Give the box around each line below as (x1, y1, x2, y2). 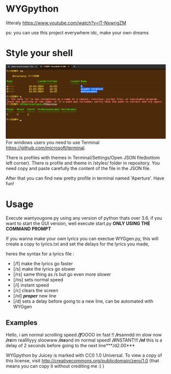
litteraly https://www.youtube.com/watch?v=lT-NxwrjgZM (6, 20, 126, 26)
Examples (6, 318, 38, 327)
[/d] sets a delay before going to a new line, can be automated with (13, 298, 154, 304)
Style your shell (6, 48, 73, 59)
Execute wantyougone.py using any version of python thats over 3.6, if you (6, 215, 162, 221)
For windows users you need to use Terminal (6, 140, 99, 146)
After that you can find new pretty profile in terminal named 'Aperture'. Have (6, 175, 164, 181)
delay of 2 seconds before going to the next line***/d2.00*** (6, 343, 135, 349)
